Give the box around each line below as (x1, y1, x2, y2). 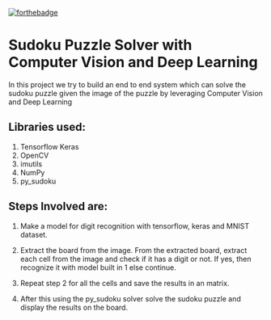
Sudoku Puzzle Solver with (8, 36, 193, 54)
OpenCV (19, 150, 49, 160)
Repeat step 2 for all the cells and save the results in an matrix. (19, 278, 230, 288)
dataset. (19, 229, 48, 239)
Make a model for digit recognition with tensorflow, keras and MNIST (19, 221, 249, 230)
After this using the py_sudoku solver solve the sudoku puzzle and (19, 293, 241, 303)
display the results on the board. (19, 302, 128, 312)
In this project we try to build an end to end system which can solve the (8, 79, 247, 89)
